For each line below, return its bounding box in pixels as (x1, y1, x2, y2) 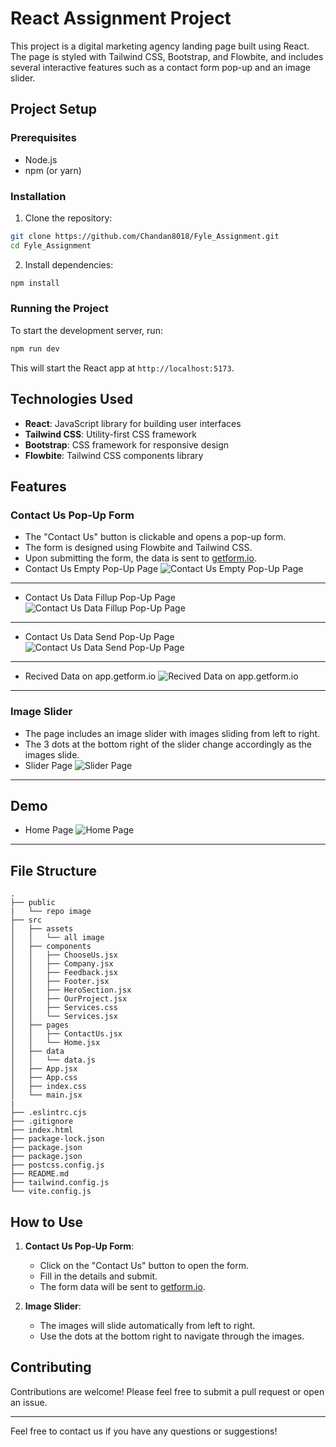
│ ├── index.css (10, 1082, 87, 1092)
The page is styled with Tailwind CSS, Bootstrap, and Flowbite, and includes (10, 50, 324, 62)
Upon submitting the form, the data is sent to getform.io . (24, 552, 257, 564)
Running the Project (10, 302, 109, 316)
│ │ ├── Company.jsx (10, 959, 114, 969)
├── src (10, 915, 43, 926)
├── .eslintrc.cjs (10, 1108, 87, 1118)
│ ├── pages (10, 1020, 70, 1031)
